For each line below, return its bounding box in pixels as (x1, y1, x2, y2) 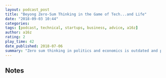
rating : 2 (5, 35, 26, 40)
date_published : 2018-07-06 (5, 44, 63, 49)
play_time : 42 (5, 39, 35, 44)
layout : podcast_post (5, 7, 50, 12)
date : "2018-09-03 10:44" (5, 16, 58, 21)
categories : (5, 21, 30, 26)
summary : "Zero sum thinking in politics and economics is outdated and (5, 48, 158, 53)
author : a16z (5, 30, 32, 35)
